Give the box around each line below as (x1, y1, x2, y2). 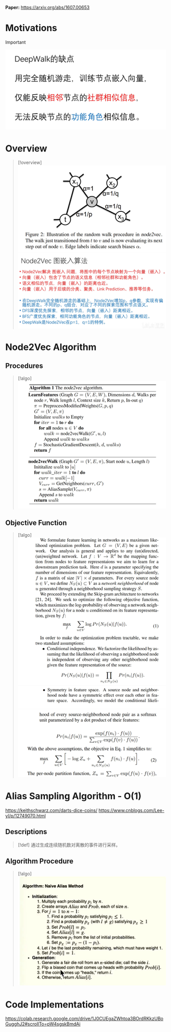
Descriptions (5, 827, 47, 836)
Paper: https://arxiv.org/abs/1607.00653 (5, 5, 90, 10)
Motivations (5, 23, 57, 34)
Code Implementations (5, 999, 104, 1010)
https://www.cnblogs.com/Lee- (99, 807, 165, 813)
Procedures (5, 362, 43, 370)
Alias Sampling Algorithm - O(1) (5, 791, 142, 802)
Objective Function (5, 519, 67, 528)
